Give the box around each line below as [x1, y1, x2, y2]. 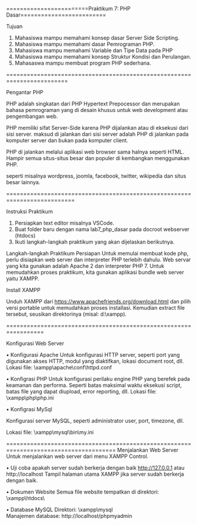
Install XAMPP [6, 287, 41, 293]
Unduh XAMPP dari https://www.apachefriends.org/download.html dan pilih [6, 298, 191, 305]
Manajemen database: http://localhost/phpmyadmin [6, 513, 133, 519]
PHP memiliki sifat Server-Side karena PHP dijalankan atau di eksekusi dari [6, 124, 189, 131]
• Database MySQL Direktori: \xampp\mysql [6, 506, 114, 513]
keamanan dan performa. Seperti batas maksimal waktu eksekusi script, [6, 382, 182, 389]
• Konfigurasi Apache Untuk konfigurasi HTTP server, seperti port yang [6, 351, 180, 358]
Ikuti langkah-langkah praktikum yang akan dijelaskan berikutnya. [14, 238, 175, 245]
